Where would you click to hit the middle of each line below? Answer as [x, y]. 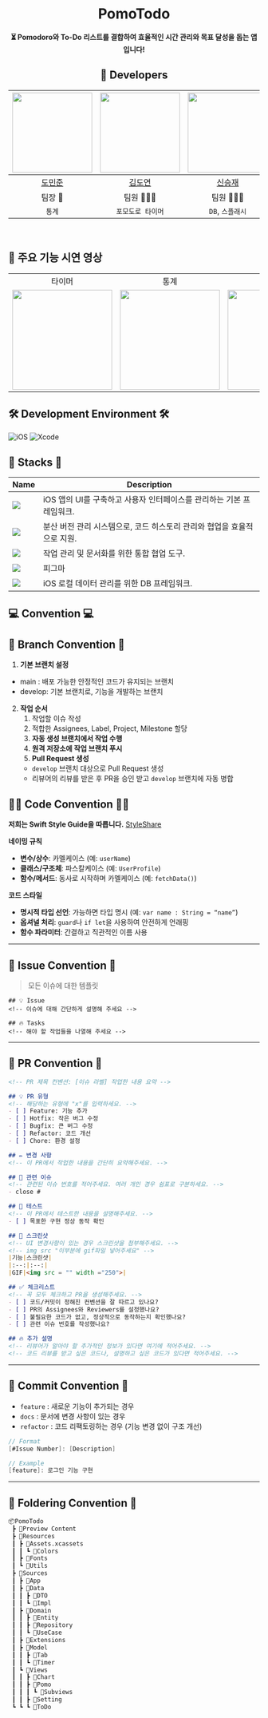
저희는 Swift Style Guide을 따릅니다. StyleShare [85, 824]
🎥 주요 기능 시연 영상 [55, 258]
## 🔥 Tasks [27, 1023]
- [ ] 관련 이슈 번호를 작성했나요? [59, 1324]
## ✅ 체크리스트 [32, 1288]
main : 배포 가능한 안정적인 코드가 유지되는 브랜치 [97, 682]
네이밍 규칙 [25, 841]
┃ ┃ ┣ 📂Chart [33, 1677]
